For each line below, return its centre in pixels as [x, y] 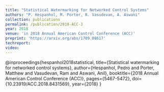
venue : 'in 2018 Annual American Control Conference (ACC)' [71, 34]
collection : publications [33, 19]
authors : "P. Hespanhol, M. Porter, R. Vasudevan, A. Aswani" [73, 15]
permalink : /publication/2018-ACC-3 [44, 24]
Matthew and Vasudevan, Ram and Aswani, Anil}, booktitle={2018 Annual [82, 73]
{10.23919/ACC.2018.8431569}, [38, 84]
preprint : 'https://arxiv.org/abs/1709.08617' [56, 39]
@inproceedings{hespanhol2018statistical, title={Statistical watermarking [82, 62]
